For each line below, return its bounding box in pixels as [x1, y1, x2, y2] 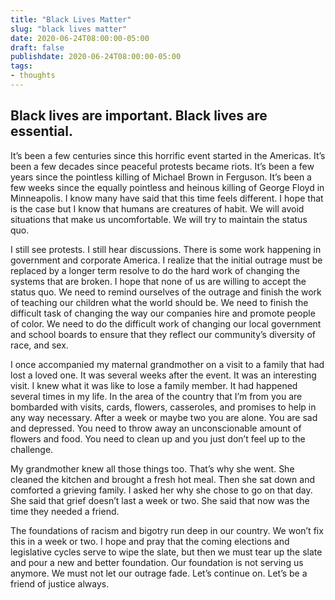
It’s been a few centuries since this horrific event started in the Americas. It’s [10, 149, 326, 161]
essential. [10, 123, 73, 140]
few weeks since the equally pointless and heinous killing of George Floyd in [10, 181, 325, 193]
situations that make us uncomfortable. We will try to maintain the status [10, 213, 308, 225]
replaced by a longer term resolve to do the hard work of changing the [10, 264, 300, 276]
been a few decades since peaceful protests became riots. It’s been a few [10, 160, 315, 172]
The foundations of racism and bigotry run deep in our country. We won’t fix [10, 524, 324, 536]
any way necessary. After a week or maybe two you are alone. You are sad [10, 411, 318, 423]
